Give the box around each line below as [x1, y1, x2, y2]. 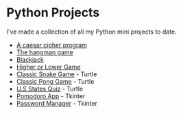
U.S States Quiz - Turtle [16, 84, 84, 93]
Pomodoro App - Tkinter [16, 91, 86, 100]
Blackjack [16, 55, 44, 63]
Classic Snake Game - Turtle [16, 70, 97, 78]
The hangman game [16, 48, 73, 56]
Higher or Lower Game [16, 62, 81, 71]
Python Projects [6, 5, 100, 21]
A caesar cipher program [16, 41, 87, 49]
